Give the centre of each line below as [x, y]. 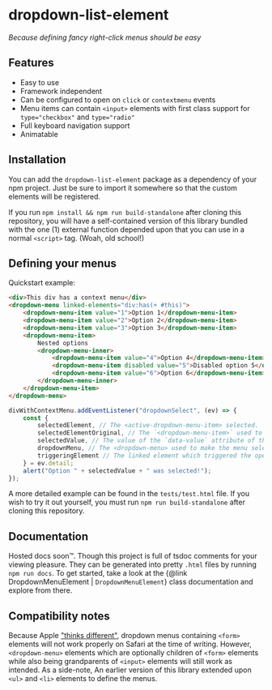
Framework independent [61, 91]
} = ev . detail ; [49, 463]
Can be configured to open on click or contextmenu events [118, 100]
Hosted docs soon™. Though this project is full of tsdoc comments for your [133, 556]
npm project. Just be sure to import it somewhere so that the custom [123, 187]
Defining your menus [63, 263]
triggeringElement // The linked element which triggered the [144, 456]
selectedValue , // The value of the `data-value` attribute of [146, 441]
